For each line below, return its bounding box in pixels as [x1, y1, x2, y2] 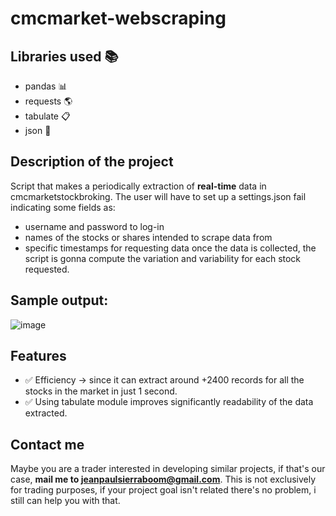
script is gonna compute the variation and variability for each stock [24, 252, 302, 264]
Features [10, 348, 67, 365]
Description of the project [10, 153, 174, 171]
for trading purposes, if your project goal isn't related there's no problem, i [10, 484, 317, 496]
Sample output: [10, 292, 109, 309]
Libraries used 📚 [10, 48, 119, 65]
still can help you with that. [10, 495, 121, 507]
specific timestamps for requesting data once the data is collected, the [24, 242, 317, 254]
